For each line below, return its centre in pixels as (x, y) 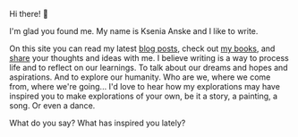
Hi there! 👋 (29, 14)
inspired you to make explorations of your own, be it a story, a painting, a (144, 96)
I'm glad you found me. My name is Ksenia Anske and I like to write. (134, 31)
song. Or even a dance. (52, 106)
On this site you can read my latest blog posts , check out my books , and (142, 48)
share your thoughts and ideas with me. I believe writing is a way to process (149, 58)
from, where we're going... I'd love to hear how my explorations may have (145, 86)
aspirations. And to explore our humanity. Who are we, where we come (140, 77)
